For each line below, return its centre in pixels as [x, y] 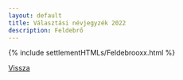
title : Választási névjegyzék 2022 [67, 23]
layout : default [35, 15]
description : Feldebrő [46, 30]
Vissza [19, 68]
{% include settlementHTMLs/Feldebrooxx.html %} [92, 53]
